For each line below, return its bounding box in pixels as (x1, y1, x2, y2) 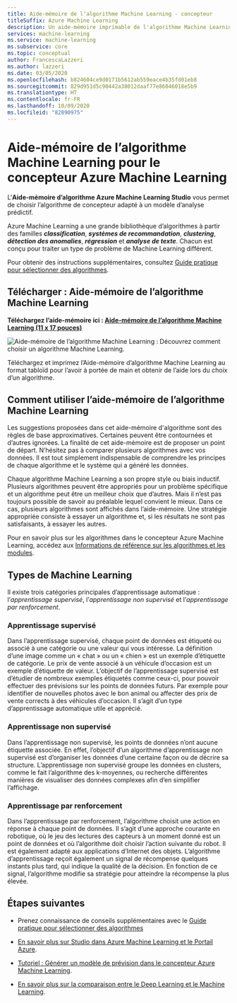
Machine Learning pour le (7, 154, 161, 170)
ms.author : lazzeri (7, 63, 65, 70)
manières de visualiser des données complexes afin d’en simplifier (7, 775, 200, 784)
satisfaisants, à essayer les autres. (7, 520, 107, 528)
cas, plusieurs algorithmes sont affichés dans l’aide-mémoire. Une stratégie (7, 505, 227, 514)
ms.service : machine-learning (7, 37, 97, 44)
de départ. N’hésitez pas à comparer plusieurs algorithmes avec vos (7, 446, 206, 455)
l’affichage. (7, 783, 40, 792)
